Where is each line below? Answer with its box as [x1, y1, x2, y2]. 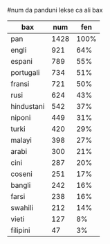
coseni [10, 169, 33, 179]
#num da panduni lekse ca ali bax [7, 6, 103, 14]
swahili [10, 203, 33, 212]
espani [10, 57, 33, 66]
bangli [10, 180, 31, 190]
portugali [10, 68, 40, 77]
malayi [10, 135, 33, 145]
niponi [10, 113, 31, 122]
